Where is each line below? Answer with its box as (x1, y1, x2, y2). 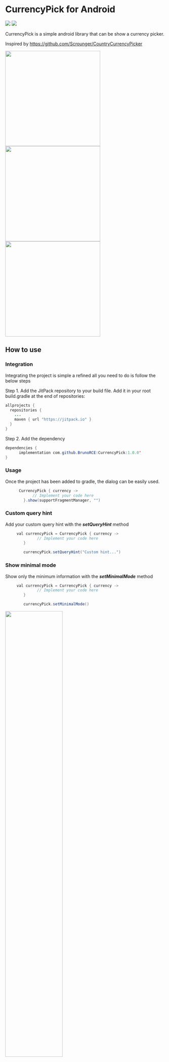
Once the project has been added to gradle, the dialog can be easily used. (5, 478, 160, 485)
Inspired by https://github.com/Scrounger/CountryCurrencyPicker (5, 41, 143, 47)
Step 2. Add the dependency (5, 435, 65, 441)
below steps (5, 377, 31, 384)
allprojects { (5, 403, 35, 408)
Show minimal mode (5, 562, 57, 569)
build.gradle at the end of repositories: (5, 393, 85, 399)
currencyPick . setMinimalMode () (23, 602, 90, 607)
